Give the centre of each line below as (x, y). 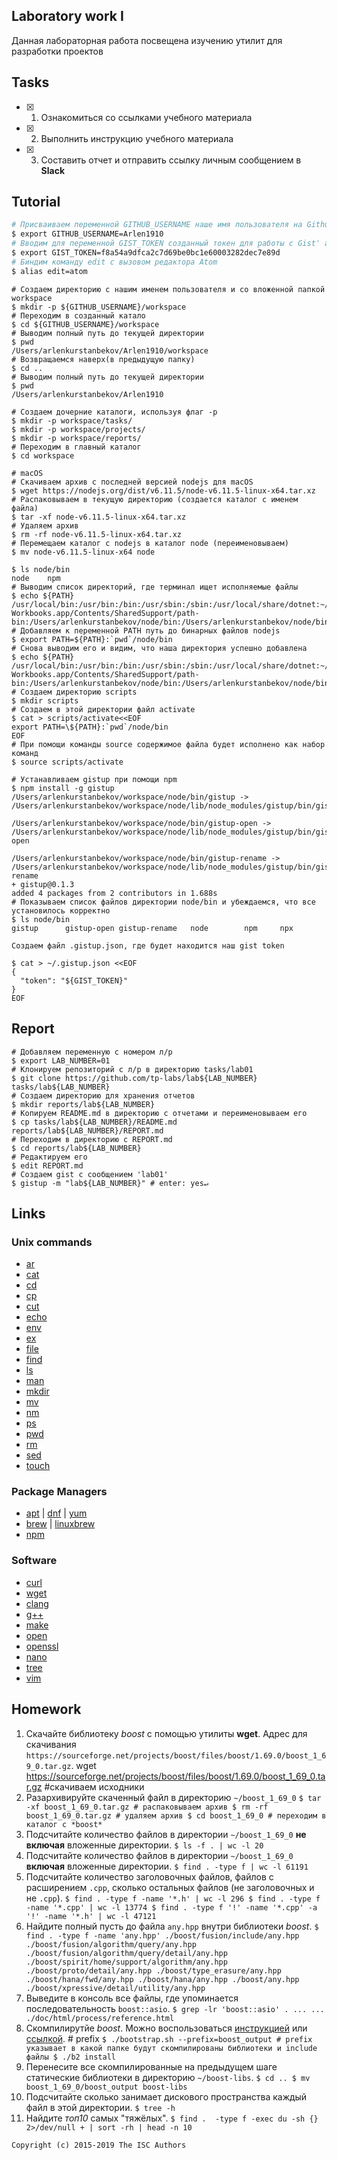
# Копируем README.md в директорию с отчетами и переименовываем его (159, 1113)
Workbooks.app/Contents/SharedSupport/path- (105, 613)
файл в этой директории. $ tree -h (100, 2107)
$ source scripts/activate (67, 762)
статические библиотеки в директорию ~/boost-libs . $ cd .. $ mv (168, 2077)
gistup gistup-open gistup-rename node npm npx (152, 928)
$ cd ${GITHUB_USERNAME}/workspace (85, 324)
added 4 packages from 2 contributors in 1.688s (114, 893)
